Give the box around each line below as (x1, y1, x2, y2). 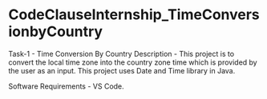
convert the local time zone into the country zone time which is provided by (8, 57, 258, 67)
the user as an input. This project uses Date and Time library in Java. (8, 65, 236, 75)
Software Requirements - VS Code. (8, 81, 124, 91)
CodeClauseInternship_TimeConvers (8, 6, 261, 24)
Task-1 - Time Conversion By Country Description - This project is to (8, 49, 235, 58)
